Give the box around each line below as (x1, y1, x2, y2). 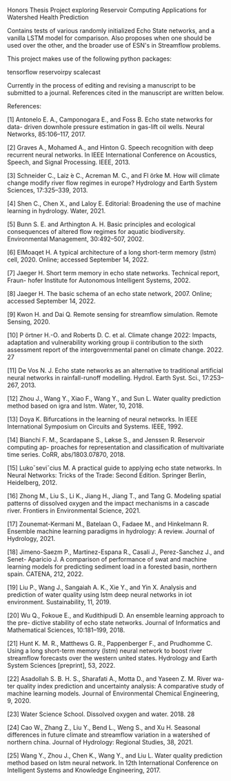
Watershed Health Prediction (7, 13, 89, 21)
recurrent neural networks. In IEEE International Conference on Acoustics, (7, 151, 217, 159)
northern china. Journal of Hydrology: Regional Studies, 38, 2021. (7, 738, 193, 746)
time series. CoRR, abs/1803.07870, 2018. (7, 451, 125, 458)
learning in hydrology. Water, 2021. (7, 207, 106, 215)
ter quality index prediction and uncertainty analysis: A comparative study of (7, 682, 224, 690)
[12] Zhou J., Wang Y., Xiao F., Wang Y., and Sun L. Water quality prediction (7, 395, 221, 402)
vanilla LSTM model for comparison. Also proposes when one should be (7, 34, 212, 42)
